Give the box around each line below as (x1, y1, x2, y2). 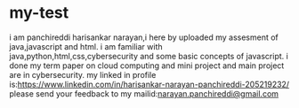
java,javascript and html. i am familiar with (9, 41, 163, 51)
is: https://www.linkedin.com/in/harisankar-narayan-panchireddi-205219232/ (9, 79, 290, 89)
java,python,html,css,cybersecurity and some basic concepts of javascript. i (9, 50, 289, 61)
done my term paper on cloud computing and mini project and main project (9, 60, 285, 71)
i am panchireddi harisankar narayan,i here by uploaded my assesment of (9, 32, 279, 42)
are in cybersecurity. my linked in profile (9, 69, 157, 80)
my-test (9, 3, 69, 23)
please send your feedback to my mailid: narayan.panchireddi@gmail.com (9, 88, 279, 99)
